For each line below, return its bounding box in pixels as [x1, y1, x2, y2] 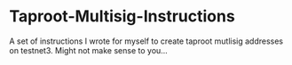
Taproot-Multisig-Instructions [9, 6, 235, 27]
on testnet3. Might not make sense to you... [9, 45, 169, 55]
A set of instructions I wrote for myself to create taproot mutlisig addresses [9, 36, 284, 46]
